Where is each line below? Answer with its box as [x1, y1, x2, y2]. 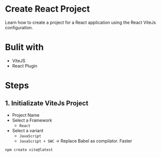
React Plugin [12, 63, 38, 69]
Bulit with [5, 42, 44, 53]
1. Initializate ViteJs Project [5, 99, 89, 107]
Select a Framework [12, 117, 52, 123]
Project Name [12, 112, 40, 118]
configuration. [5, 24, 33, 30]
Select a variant [12, 127, 44, 133]
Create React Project [5, 3, 90, 15]
